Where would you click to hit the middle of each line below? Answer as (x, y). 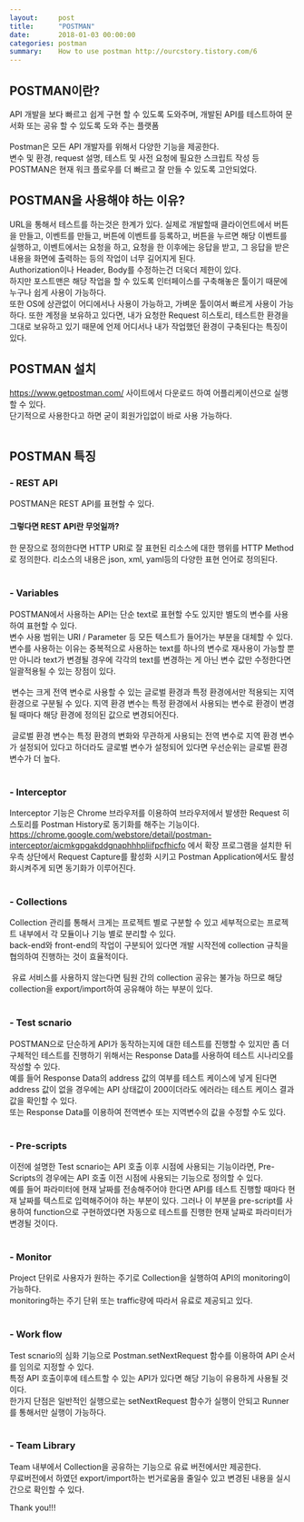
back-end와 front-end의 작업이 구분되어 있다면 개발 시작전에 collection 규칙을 (149, 945)
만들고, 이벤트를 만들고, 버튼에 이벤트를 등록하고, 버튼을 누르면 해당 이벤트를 (153, 235)
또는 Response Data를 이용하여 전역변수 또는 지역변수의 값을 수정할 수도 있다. (147, 1112)
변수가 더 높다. (35, 758)
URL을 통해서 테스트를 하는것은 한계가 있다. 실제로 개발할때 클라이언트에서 (141, 224)
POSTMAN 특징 (53, 456)
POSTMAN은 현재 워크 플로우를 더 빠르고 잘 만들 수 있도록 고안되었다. (133, 169)
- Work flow (36, 1334)
